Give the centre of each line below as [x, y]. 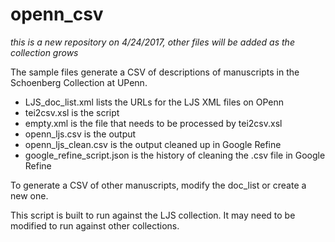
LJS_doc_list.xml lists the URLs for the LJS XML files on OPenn [154, 102]
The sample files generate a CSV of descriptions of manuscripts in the [155, 72]
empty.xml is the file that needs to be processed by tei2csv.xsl [153, 123]
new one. [29, 195]
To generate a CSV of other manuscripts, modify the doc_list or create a [158, 185]
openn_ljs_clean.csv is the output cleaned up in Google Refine [153, 144]
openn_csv [57, 14]
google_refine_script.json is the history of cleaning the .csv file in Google [175, 155]
